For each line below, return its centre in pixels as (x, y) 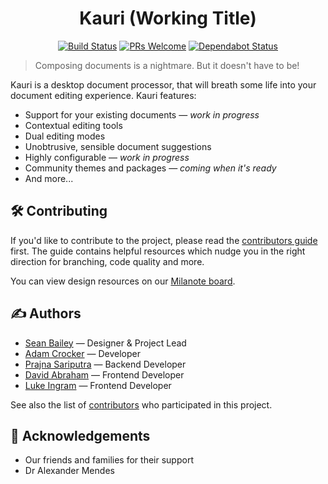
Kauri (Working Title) (168, 18)
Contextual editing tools (73, 125)
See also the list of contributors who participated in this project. (141, 404)
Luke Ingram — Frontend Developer (98, 385)
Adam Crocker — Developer (82, 353)
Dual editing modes (65, 136)
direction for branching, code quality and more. (107, 261)
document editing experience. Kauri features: (103, 95)
